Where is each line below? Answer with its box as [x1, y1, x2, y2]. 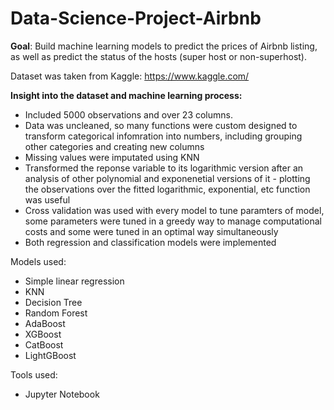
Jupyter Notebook [24, 388, 100, 400]
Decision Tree [24, 296, 83, 308]
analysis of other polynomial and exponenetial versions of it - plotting [24, 172, 311, 184]
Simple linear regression [24, 275, 125, 287]
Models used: [10, 255, 67, 267]
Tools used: [10, 368, 58, 381]
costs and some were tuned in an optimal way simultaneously [24, 225, 279, 237]
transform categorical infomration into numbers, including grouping [24, 130, 303, 142]
